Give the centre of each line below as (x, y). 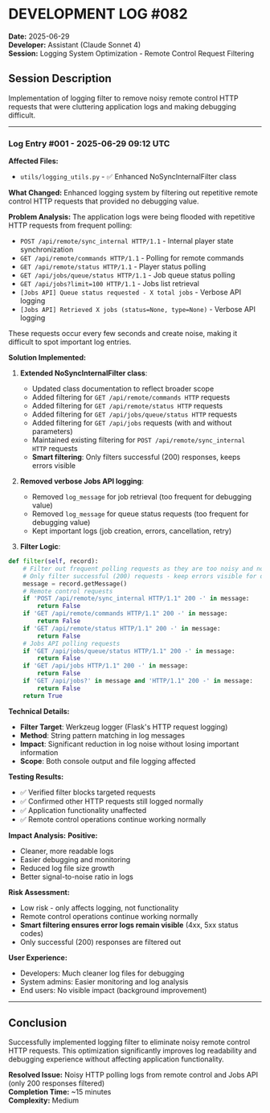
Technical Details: (39, 711)
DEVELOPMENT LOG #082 (98, 14)
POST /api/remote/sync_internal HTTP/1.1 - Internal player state (127, 241)
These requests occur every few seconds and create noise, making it (123, 334)
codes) (32, 933)
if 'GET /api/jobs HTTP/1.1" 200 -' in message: (106, 666)
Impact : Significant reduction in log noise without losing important (129, 744)
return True (43, 696)
